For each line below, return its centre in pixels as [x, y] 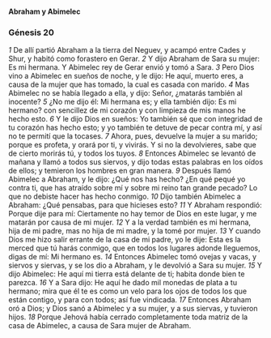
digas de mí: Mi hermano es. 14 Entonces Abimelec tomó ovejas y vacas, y [133, 256]
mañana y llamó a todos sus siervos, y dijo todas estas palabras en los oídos [136, 161]
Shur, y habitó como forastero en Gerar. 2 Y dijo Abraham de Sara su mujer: [134, 58]
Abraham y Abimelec [44, 11]
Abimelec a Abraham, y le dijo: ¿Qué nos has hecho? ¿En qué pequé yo [127, 179]
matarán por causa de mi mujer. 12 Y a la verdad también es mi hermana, [130, 222]
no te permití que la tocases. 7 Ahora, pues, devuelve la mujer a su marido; [133, 136]
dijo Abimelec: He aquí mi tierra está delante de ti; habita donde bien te [127, 274]
